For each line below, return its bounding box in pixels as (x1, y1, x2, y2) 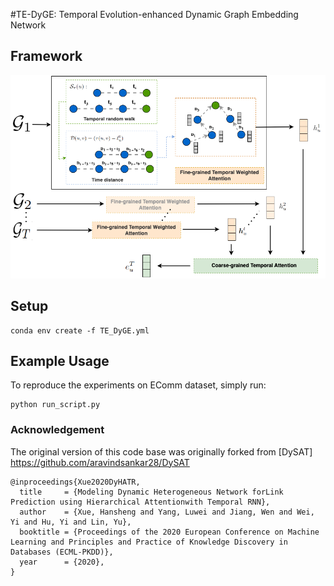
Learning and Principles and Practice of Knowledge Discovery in (10, 537, 288, 547)
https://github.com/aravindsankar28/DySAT (10, 456, 190, 468)
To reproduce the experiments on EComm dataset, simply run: (10, 379, 267, 391)
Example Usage (10, 352, 110, 369)
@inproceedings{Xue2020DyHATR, (10, 477, 141, 487)
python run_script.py (10, 400, 101, 410)
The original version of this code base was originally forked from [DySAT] (10, 445, 313, 458)
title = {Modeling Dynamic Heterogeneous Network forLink (19, 487, 284, 497)
